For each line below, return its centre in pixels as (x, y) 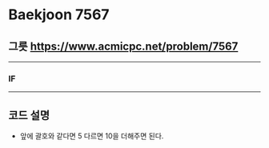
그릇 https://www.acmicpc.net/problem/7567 (123, 46)
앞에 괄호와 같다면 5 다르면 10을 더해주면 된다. (92, 136)
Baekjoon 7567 (59, 15)
